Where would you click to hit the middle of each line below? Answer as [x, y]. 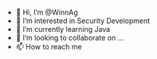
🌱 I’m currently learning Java [63, 29]
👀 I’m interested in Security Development [83, 21]
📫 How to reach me [49, 47]
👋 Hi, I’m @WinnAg [47, 12]
